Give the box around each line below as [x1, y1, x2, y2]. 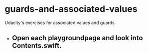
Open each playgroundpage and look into [11, 34, 143, 42]
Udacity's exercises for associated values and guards [4, 20, 115, 26]
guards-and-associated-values [4, 3, 138, 15]
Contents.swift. [11, 42, 62, 50]
